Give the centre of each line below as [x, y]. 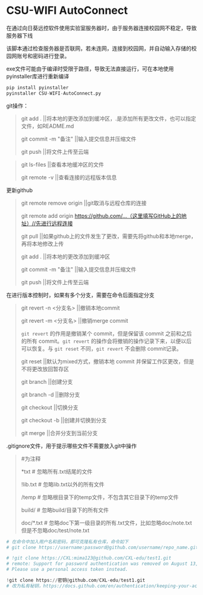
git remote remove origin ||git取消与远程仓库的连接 [84, 203]
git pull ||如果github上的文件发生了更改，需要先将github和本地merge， [108, 236]
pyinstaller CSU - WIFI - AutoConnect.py [54, 93]
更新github [20, 190]
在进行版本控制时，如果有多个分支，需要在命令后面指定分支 [80, 295]
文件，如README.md [47, 126]
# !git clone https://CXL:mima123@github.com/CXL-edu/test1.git [89, 558]
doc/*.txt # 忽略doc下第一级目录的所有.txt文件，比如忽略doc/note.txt [106, 523]
